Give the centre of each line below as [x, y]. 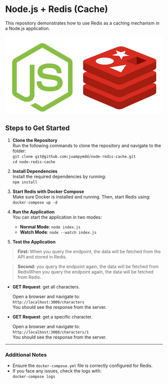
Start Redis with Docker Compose [48, 191]
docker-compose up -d [35, 202]
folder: [19, 150]
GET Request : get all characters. [46, 286]
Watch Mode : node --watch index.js [58, 232]
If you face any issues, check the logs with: [57, 371]
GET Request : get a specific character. [52, 316]
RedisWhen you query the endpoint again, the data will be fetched [85, 271]
